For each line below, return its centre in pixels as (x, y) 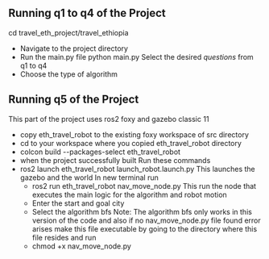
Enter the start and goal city (78, 203)
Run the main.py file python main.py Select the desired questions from (137, 56)
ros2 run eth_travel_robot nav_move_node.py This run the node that (144, 186)
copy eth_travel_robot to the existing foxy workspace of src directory (134, 134)
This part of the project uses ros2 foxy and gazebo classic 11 (109, 119)
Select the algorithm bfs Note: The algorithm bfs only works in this (142, 211)
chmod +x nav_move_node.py (81, 246)
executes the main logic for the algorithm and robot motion (129, 194)
